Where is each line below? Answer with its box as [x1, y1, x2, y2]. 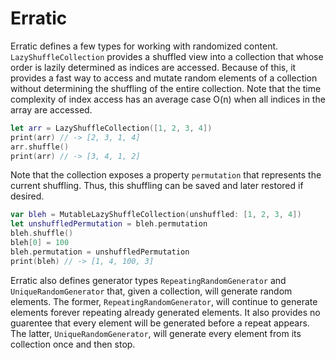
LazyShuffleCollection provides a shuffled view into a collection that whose [10, 50, 324, 62]
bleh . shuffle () [10, 228, 74, 239]
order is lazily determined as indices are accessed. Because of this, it [10, 61, 297, 73]
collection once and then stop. [10, 338, 136, 350]
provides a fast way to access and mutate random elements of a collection [10, 72, 318, 84]
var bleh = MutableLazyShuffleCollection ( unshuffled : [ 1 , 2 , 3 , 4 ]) [10, 210, 302, 220]
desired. [10, 190, 45, 202]
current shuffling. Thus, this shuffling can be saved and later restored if [10, 180, 304, 192]
